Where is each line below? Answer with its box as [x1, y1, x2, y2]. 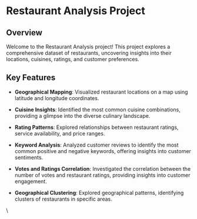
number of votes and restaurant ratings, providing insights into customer [14, 171, 191, 178]
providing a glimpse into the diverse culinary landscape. [14, 112, 151, 119]
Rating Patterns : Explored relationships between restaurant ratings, [14, 124, 179, 131]
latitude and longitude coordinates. [14, 94, 99, 101]
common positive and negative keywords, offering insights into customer [14, 147, 191, 154]
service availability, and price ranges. [14, 130, 105, 137]
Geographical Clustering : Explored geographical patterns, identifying [14, 189, 184, 196]
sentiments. [14, 154, 44, 161]
